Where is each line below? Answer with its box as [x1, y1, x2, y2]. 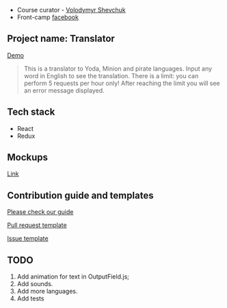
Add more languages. [16, 287, 78, 296]
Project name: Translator [7, 33, 115, 45]
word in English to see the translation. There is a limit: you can [23, 71, 199, 80]
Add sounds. [16, 280, 53, 288]
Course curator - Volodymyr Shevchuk [16, 6, 126, 14]
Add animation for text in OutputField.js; [16, 272, 130, 281]
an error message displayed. [23, 86, 105, 95]
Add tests [16, 294, 44, 303]
